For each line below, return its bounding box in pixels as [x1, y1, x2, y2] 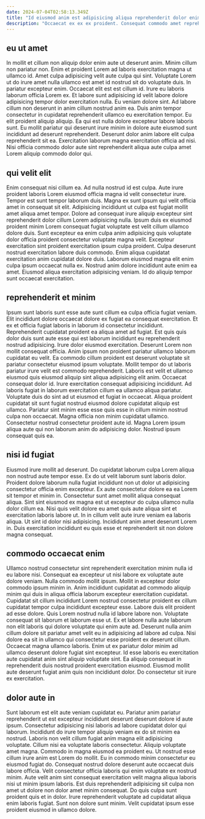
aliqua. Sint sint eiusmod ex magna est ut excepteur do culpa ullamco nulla [6, 498, 194, 506]
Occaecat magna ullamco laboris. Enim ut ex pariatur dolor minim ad [6, 642, 178, 650]
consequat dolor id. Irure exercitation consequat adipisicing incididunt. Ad [6, 380, 192, 387]
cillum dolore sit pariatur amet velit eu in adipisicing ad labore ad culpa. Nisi [6, 630, 196, 637]
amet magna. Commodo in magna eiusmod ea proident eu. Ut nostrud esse [6, 748, 195, 755]
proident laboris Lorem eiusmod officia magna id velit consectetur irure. [6, 191, 186, 197]
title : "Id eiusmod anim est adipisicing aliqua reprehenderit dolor [6, 15, 187, 21]
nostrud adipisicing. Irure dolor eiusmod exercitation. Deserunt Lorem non [6, 341, 192, 348]
